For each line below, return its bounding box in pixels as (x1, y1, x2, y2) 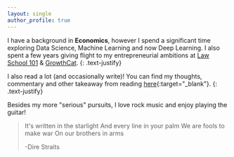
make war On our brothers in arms (24, 129, 124, 137)
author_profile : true (7, 17, 71, 24)
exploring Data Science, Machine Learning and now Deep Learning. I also (7, 43, 220, 52)
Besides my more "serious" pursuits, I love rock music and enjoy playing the (7, 100, 228, 109)
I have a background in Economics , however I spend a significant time (7, 36, 211, 44)
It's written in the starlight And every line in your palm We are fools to (24, 121, 225, 130)
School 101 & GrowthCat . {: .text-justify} (7, 58, 122, 67)
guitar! (7, 108, 27, 116)
